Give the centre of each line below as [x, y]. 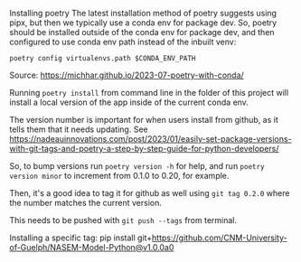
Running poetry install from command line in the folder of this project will [149, 93]
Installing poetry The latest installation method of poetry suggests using [143, 13]
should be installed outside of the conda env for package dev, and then [142, 32]
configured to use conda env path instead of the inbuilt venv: [123, 42]
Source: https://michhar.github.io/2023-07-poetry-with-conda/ [127, 75]
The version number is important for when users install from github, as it [144, 120]
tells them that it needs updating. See [79, 129]
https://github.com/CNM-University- [220, 238]
